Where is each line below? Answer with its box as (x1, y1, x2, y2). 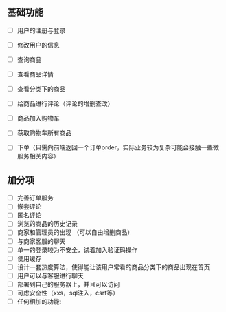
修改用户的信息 (16, 41, 60, 49)
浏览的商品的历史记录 (16, 220, 78, 228)
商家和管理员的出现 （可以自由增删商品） (16, 228, 134, 236)
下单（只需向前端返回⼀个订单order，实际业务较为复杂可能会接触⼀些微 (16, 143, 220, 152)
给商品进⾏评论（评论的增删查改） (16, 99, 114, 108)
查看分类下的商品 (16, 85, 66, 93)
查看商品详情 (16, 70, 54, 78)
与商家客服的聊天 (16, 237, 66, 245)
